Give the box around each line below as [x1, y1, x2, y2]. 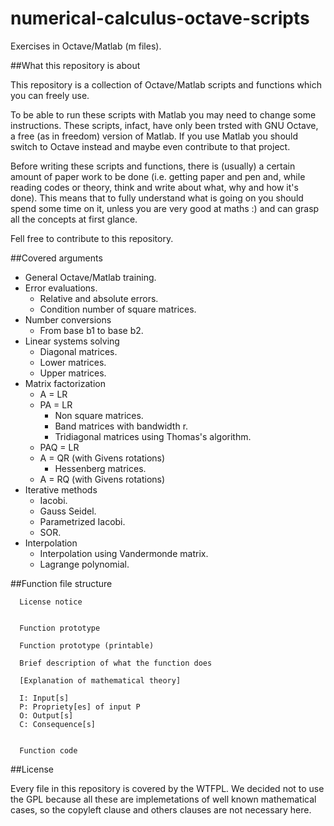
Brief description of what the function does [19, 658, 213, 668]
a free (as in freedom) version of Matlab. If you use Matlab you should [10, 130, 299, 142]
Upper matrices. [39, 367, 107, 379]
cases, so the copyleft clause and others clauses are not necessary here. [10, 803, 312, 816]
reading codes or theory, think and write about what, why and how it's [10, 181, 299, 193]
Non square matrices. [54, 409, 144, 421]
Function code [19, 745, 78, 756]
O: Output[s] [19, 710, 74, 721]
